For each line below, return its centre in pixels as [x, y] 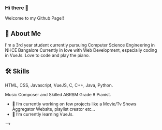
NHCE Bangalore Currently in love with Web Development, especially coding [81, 50]
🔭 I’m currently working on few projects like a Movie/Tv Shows [74, 104]
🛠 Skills [17, 71]
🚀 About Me [23, 33]
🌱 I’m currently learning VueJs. [43, 114]
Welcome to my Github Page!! [35, 18]
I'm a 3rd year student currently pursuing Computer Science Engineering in [80, 45]
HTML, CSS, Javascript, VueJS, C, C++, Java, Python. [59, 85]
